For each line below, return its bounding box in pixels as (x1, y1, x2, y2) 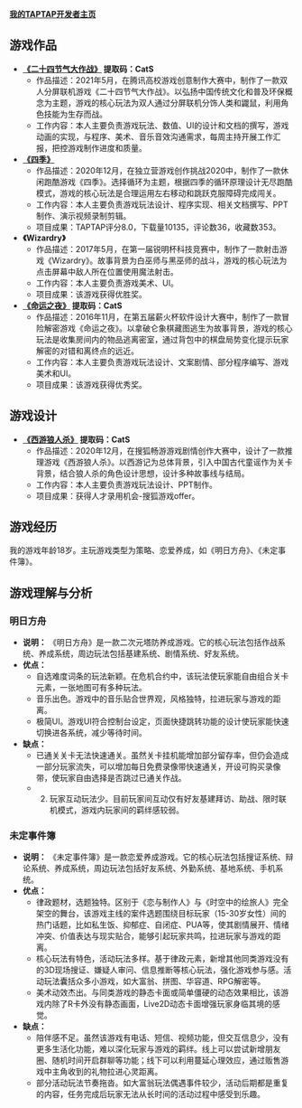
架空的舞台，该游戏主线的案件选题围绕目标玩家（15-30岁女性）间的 (35, 908, 287, 919)
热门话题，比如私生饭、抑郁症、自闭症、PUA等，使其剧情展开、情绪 (35, 919, 290, 930)
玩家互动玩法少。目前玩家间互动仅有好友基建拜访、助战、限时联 (49, 793, 287, 804)
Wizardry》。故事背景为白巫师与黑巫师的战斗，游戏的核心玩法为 (51, 255, 288, 266)
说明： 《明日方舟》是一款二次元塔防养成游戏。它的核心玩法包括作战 (22, 637, 278, 648)
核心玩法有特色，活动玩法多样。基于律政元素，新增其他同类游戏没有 (35, 953, 289, 964)
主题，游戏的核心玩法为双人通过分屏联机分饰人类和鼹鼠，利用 (51, 97, 281, 108)
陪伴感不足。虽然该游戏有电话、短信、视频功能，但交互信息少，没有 (35, 1032, 289, 1043)
